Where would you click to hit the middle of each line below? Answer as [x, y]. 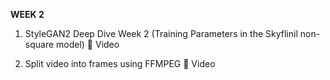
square [39, 44]
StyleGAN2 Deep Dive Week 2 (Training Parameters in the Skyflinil [161, 33]
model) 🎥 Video [88, 44]
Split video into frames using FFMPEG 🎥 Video [120, 63]
